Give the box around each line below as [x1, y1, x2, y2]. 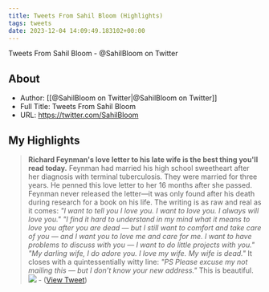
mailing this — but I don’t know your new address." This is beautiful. [27, 266, 255, 275]
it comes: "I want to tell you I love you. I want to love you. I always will [27, 206, 259, 215]
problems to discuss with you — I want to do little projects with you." [27, 240, 255, 249]
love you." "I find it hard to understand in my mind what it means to [27, 214, 251, 224]
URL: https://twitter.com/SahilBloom [19, 110, 139, 120]
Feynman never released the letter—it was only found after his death [27, 189, 255, 198]
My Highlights [8, 133, 80, 147]
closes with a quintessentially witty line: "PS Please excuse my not [27, 258, 248, 266]
